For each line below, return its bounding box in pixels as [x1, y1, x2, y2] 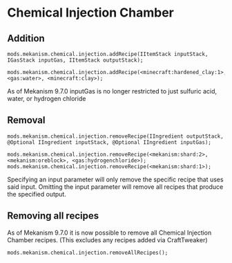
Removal [7, 114, 46, 126]
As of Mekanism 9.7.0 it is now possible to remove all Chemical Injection [7, 228, 212, 237]
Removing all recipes [7, 210, 99, 222]
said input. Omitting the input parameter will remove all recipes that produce [7, 182, 224, 191]
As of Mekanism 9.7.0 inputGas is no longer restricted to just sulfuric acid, [7, 87, 217, 95]
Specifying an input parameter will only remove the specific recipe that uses [7, 175, 224, 183]
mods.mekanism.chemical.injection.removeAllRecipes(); [7, 249, 168, 256]
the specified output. [7, 190, 67, 198]
